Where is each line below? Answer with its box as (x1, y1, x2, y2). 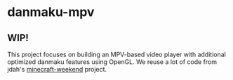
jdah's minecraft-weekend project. (7, 65, 107, 73)
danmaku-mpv (7, 4, 95, 20)
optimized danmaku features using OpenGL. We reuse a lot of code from (7, 58, 218, 66)
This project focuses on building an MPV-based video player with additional (7, 50, 226, 58)
